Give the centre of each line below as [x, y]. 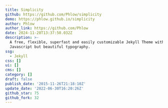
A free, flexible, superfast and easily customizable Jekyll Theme [81, 42]
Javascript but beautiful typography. [50, 47]
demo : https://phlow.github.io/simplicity [50, 19]
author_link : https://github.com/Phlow [47, 28]
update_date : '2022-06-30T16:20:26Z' [44, 88]
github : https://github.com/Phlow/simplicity [53, 14]
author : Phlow [20, 24]
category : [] [19, 75]
